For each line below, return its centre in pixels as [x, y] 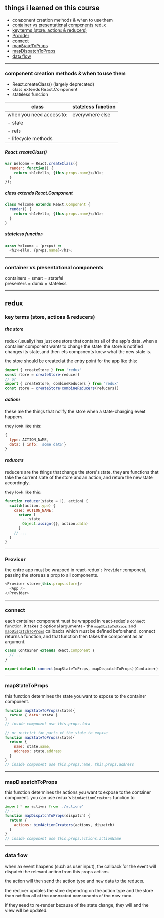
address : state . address [38, 751]
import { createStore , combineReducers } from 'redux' [62, 383]
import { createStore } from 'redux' [43, 370]
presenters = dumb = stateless [36, 283]
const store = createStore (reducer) [42, 374]
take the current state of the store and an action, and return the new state [79, 477]
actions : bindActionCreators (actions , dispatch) [64, 825]
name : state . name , [32, 746]
